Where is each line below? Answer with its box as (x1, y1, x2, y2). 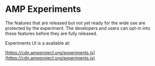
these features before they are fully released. (5, 30, 98, 36)
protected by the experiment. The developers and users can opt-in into (5, 25, 151, 31)
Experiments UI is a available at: (5, 40, 71, 46)
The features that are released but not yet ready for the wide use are (5, 20, 146, 26)
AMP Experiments (5, 3, 81, 15)
